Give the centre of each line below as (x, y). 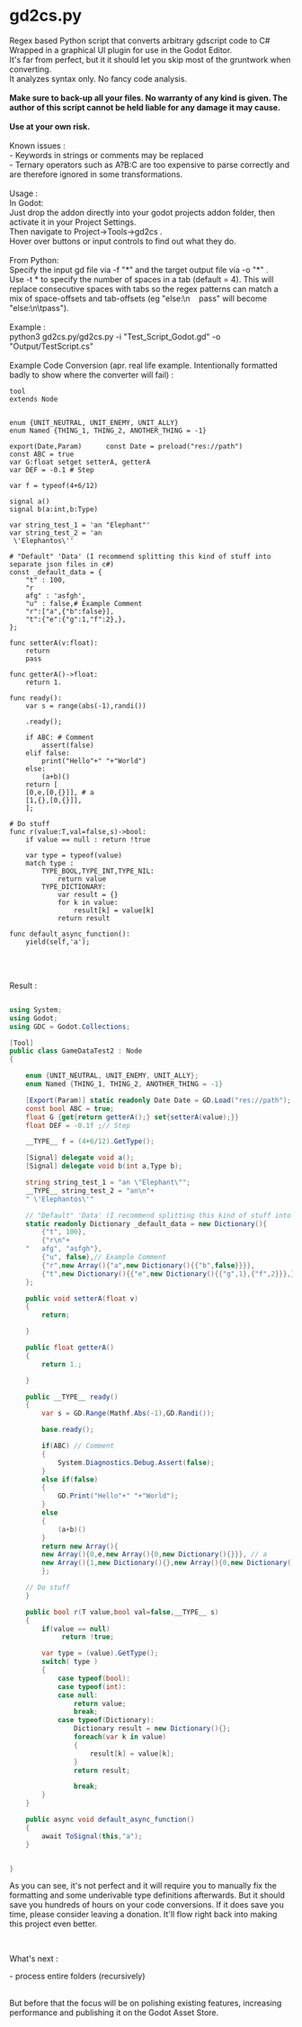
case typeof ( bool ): (93, 1678)
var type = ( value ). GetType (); (100, 1654)
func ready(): (36, 698)
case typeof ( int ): (92, 1686)
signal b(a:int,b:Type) (54, 509)
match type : (50, 863)
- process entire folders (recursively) (77, 1976)
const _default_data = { (56, 572)
